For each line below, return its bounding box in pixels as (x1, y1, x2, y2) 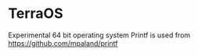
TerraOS (8, 5, 63, 23)
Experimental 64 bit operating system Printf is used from (8, 30, 191, 40)
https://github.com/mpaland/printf (8, 38, 118, 47)
